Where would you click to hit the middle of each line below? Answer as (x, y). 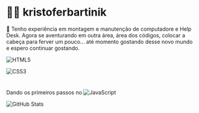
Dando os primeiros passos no (44, 93)
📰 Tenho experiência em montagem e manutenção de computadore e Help (99, 29)
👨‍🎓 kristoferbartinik (56, 12)
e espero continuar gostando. (43, 48)
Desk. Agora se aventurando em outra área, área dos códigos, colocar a (96, 35)
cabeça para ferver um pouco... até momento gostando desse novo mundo (99, 41)
